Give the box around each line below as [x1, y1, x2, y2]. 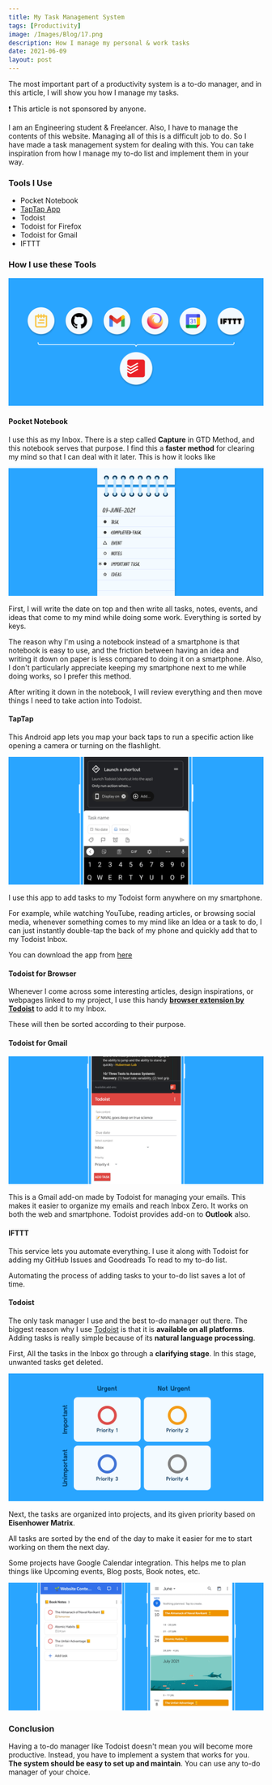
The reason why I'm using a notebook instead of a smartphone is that [8, 636, 240, 646]
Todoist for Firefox [19, 221, 83, 231]
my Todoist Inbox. [8, 935, 68, 944]
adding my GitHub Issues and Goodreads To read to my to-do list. [8, 1255, 228, 1265]
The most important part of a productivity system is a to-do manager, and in [8, 79, 261, 88]
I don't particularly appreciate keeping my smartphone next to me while [8, 662, 247, 672]
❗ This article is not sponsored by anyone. [8, 104, 147, 113]
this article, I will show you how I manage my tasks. [8, 88, 180, 97]
